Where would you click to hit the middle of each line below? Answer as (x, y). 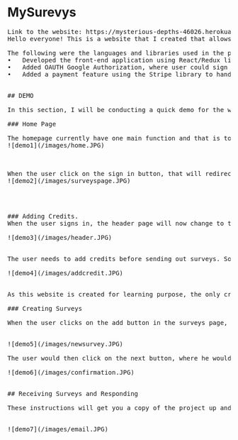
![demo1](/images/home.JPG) (56, 145)
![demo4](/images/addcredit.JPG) (66, 273)
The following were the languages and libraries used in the (116, 53)
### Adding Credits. (43, 216)
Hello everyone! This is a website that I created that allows (119, 39)
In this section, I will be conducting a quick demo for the (116, 110)
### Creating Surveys (45, 308)
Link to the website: (45, 32)
